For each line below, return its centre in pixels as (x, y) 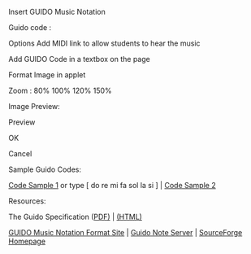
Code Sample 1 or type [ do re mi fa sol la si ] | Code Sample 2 (113, 185)
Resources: (27, 201)
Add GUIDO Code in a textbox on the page (79, 59)
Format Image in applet (47, 75)
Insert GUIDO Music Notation (57, 12)
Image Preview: (35, 106)
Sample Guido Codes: (45, 169)
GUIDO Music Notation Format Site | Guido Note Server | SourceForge (125, 232)
